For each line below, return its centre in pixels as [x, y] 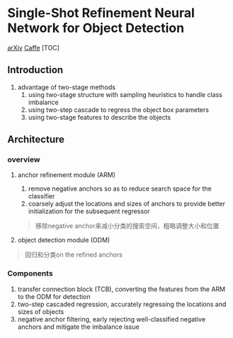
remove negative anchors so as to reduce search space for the [120, 188]
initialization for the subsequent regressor [89, 211]
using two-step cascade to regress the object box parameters [118, 109]
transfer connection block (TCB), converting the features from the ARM [121, 289]
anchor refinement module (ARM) [66, 175]
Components [30, 274]
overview [24, 159]
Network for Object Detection [96, 28]
